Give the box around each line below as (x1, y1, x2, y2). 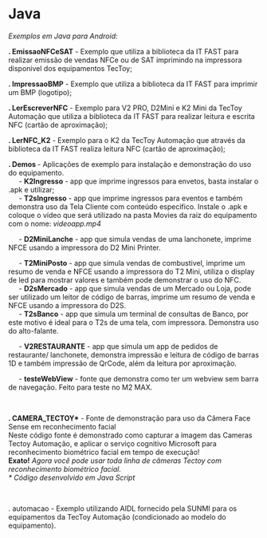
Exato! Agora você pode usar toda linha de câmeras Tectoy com (8, 456, 222, 465)
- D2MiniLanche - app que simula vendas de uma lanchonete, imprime (18, 234, 252, 243)
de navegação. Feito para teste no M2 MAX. (8, 382, 153, 392)
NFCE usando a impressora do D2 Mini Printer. (8, 243, 161, 252)
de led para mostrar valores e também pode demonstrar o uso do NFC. (8, 275, 241, 284)
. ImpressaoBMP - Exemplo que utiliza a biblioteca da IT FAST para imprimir (8, 79, 258, 89)
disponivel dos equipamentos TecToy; (8, 63, 133, 73)
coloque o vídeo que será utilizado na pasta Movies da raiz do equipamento (8, 210, 257, 220)
